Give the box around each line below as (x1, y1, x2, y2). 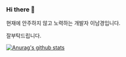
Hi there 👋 (6, 5, 36, 14)
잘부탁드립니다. (6, 32, 42, 39)
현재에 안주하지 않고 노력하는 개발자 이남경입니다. (6, 20, 121, 27)
